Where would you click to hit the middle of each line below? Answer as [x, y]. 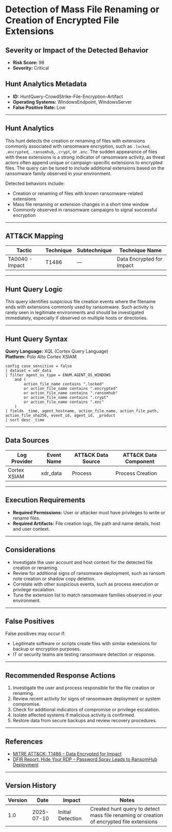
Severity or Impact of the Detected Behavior [77, 50]
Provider [22, 461]
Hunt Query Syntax [37, 339]
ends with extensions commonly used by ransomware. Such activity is [79, 307]
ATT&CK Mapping [35, 236]
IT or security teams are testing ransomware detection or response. [84, 654]
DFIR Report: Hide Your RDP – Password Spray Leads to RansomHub [85, 759]
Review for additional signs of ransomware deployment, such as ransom [89, 573]
